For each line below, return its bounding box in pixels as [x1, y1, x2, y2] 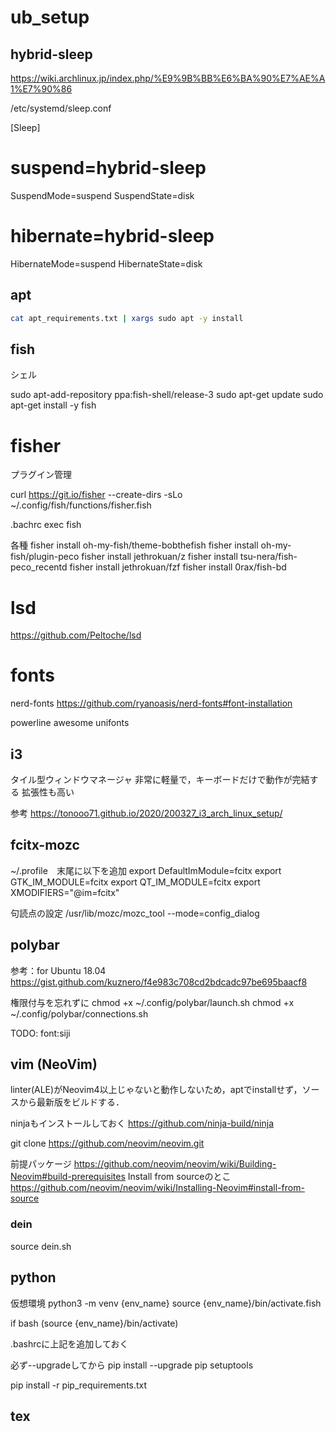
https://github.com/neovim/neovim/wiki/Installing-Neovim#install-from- [10, 1182, 305, 1194]
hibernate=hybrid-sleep [10, 225, 215, 248]
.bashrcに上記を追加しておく [10, 1337, 129, 1350]
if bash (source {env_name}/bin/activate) [10, 1317, 179, 1329]
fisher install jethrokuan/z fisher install [81, 551, 238, 563]
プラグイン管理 [10, 469, 72, 481]
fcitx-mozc [10, 837, 80, 854]
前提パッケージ [10, 1158, 72, 1170]
